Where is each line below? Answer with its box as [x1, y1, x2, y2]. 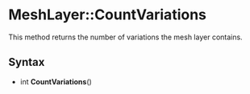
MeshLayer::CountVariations [8, 6, 207, 24]
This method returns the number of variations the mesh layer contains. [8, 32, 244, 42]
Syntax [8, 55, 45, 69]
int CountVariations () [19, 76, 93, 86]
